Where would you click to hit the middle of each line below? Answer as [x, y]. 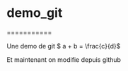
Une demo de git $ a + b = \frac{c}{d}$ [64, 46]
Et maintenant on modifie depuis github [64, 59]
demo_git [35, 13]
